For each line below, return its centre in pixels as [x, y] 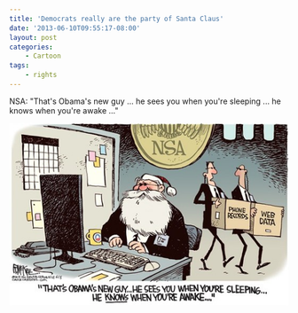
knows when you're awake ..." [64, 110]
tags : [19, 66]
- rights [41, 75]
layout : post [33, 37]
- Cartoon [43, 56]
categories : [31, 47]
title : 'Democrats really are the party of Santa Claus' [117, 19]
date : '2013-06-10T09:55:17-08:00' [75, 28]
